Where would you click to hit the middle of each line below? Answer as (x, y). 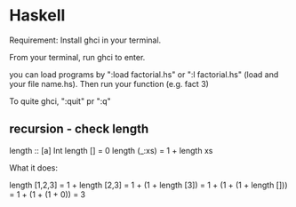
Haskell (37, 16)
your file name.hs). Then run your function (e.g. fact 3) (109, 84)
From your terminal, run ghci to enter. (77, 57)
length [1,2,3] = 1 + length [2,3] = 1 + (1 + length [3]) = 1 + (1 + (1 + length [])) (148, 185)
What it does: (33, 167)
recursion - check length (79, 129)
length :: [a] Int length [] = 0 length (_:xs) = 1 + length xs (111, 150)
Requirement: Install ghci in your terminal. (85, 40)
